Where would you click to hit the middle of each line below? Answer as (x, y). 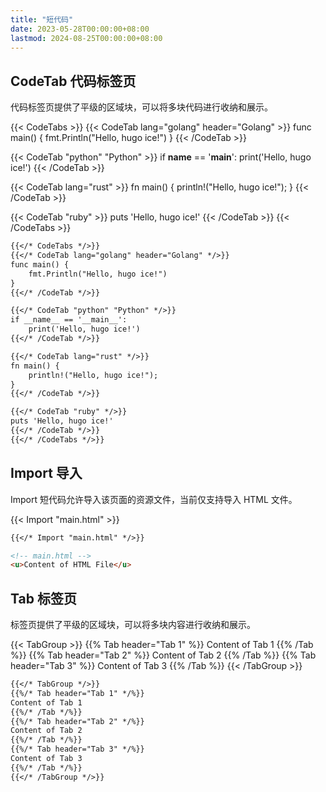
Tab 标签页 (43, 598)
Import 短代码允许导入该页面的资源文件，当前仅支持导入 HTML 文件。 (154, 499)
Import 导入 (46, 473)
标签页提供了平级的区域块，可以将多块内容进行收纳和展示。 (133, 625)
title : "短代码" (42, 19)
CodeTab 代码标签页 (73, 81)
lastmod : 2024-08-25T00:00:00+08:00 (86, 38)
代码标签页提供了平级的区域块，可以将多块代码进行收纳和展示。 (141, 107)
